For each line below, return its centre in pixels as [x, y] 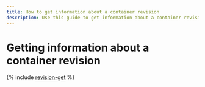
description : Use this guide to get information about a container [94, 18]
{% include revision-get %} [41, 77]
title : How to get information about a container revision [83, 12]
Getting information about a [78, 48]
